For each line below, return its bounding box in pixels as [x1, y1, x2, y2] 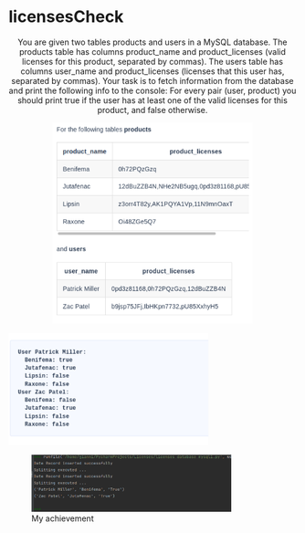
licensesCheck [8, 6, 124, 27]
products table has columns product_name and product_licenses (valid [18, 46, 287, 57]
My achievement [31, 513, 94, 524]
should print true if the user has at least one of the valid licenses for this [16, 94, 289, 106]
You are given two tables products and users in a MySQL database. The [17, 37, 288, 47]
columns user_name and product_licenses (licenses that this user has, [20, 66, 285, 77]
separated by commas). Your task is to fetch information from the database [11, 75, 294, 86]
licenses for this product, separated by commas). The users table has [21, 56, 284, 67]
